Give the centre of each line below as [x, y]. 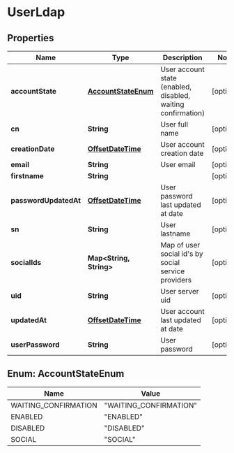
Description [182, 58]
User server [179, 291]
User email [178, 165]
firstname [27, 176]
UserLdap [36, 12]
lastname [175, 233]
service [172, 271]
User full [174, 124]
